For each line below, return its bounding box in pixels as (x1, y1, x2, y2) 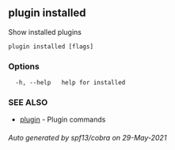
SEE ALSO (8, 97, 48, 108)
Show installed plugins (8, 27, 82, 36)
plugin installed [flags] (8, 43, 93, 51)
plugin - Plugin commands (19, 114, 106, 125)
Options (8, 61, 40, 72)
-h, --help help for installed (15, 79, 126, 87)
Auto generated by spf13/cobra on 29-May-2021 (8, 133, 167, 142)
